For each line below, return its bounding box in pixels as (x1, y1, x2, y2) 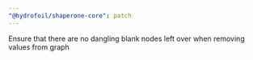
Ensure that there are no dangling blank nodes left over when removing (8, 34, 245, 43)
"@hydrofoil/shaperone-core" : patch (8, 11, 132, 20)
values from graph (8, 42, 70, 52)
